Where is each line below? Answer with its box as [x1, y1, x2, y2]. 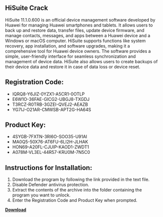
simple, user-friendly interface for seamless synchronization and [5, 53, 136, 59]
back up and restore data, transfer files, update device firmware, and [5, 27, 145, 33]
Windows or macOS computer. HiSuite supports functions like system [5, 38, 146, 44]
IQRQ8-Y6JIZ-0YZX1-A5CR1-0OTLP [12, 91, 85, 97]
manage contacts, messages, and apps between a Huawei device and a [5, 32, 151, 38]
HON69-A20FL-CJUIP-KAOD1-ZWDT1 [12, 144, 89, 150]
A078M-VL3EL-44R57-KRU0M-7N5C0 [12, 149, 90, 155]
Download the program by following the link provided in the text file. [12, 176, 150, 183]
